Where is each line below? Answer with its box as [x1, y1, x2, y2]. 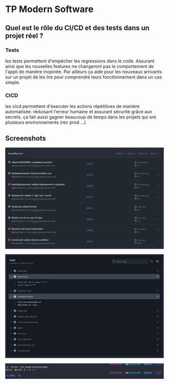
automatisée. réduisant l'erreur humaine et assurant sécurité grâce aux [5, 109, 152, 115]
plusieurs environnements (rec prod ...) [5, 119, 87, 125]
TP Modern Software [5, 4, 94, 15]
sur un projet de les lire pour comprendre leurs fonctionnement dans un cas [5, 74, 162, 80]
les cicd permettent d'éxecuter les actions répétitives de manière [5, 103, 140, 109]
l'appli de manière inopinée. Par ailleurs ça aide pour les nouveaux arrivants [5, 68, 162, 74]
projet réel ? [5, 31, 44, 40]
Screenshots [5, 134, 46, 142]
